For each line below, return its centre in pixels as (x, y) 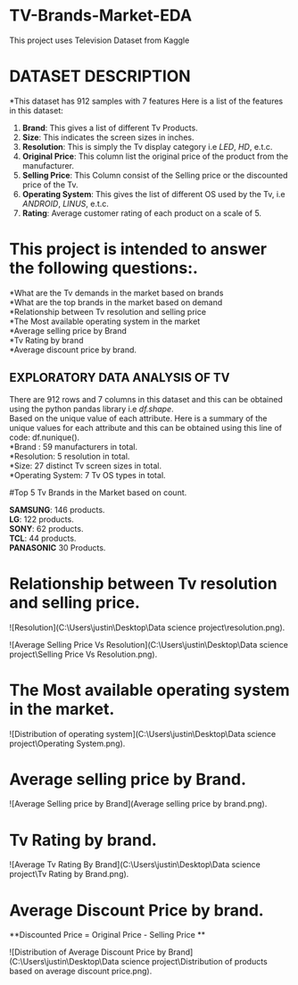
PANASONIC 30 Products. (58, 547)
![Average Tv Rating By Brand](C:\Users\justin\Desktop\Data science (135, 865)
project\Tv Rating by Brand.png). (69, 874)
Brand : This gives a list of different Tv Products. (110, 128)
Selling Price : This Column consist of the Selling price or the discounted (155, 175)
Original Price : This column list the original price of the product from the (155, 156)
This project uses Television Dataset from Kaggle (99, 40)
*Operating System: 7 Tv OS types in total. (88, 475)
